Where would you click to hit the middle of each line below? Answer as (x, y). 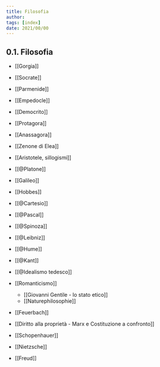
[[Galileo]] (27, 181)
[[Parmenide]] (32, 89)
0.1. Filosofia (30, 52)
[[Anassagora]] (33, 135)
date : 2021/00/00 (27, 28)
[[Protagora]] (31, 123)
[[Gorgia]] (27, 66)
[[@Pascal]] (29, 215)
